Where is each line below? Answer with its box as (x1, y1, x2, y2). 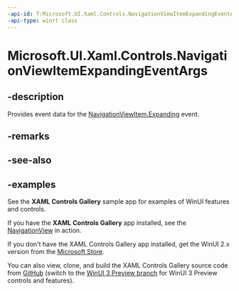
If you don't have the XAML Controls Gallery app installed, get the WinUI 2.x (7, 240, 230, 248)
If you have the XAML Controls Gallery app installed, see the (7, 219, 186, 227)
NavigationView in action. (7, 226, 82, 235)
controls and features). (7, 276, 75, 285)
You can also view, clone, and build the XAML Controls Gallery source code (7, 261, 228, 270)
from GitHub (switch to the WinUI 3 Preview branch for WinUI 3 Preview (7, 269, 218, 278)
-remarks (7, 130, 50, 142)
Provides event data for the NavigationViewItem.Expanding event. (7, 109, 200, 118)
